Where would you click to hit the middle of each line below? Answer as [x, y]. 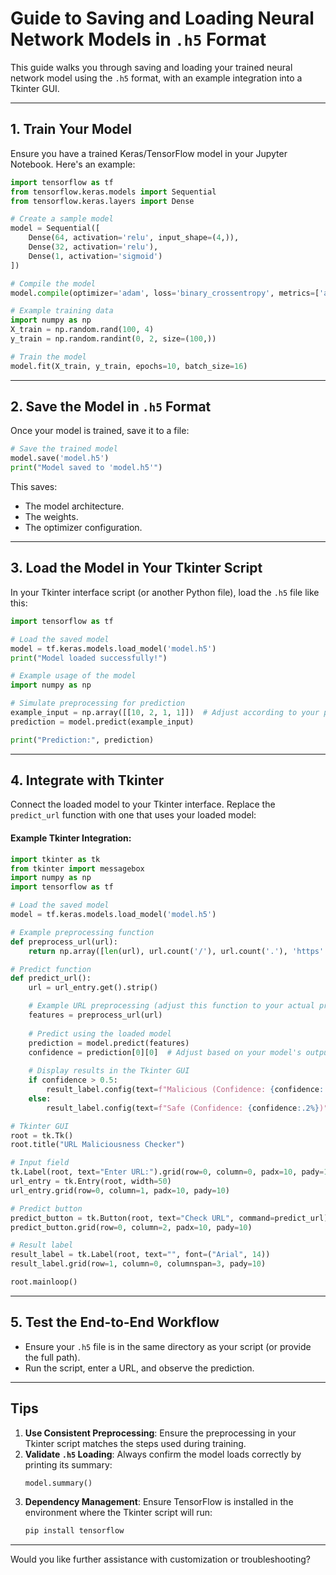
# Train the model [48, 357]
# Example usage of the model [73, 676]
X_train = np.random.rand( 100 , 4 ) [82, 330]
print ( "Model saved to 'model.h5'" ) [86, 468]
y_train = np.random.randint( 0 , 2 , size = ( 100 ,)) [113, 339]
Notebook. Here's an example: [73, 164]
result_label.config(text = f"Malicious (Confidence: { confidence [183, 1090]
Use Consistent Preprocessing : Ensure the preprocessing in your [160, 1433]
